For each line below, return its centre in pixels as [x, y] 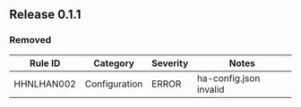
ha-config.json [228, 78]
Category [114, 63]
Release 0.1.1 [45, 15]
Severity [170, 63]
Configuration [114, 84]
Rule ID [45, 63]
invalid [211, 89]
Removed [30, 40]
